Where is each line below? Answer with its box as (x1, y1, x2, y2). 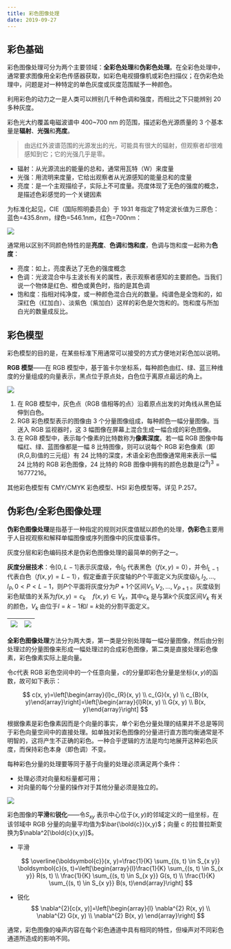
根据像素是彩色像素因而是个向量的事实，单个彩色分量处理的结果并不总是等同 (7, 719, 224, 728)
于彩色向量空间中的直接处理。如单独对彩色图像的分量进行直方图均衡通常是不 (7, 728, 224, 736)
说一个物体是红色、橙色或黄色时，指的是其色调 (16, 281, 150, 290)
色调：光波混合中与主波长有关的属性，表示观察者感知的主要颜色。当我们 (16, 273, 222, 281)
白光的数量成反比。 (16, 307, 72, 316)
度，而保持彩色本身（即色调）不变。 (7, 745, 110, 753)
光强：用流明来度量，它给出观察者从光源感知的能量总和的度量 (16, 173, 192, 182)
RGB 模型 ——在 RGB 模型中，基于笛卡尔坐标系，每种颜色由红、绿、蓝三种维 (7, 364, 223, 372)
